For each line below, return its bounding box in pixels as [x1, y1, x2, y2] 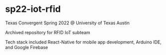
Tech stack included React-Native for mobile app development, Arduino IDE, [5, 39, 162, 45]
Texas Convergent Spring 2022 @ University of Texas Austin [5, 20, 130, 26]
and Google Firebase [5, 44, 48, 50]
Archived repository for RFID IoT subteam [5, 29, 91, 35]
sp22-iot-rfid [5, 3, 61, 15]
